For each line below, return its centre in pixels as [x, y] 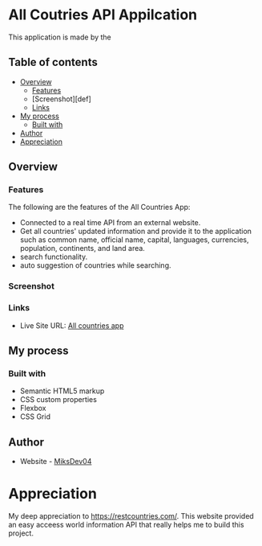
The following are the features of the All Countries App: [99, 207]
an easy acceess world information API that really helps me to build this [126, 525]
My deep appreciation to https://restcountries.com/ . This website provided [131, 516]
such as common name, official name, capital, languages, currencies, [135, 240]
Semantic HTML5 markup [62, 391]
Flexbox [33, 408]
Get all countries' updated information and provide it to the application [136, 232]
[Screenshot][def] [62, 99]
